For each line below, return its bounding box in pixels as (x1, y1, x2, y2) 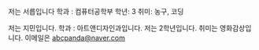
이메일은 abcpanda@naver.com (24, 34, 126, 42)
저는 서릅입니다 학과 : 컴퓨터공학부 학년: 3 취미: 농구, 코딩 (8, 7, 184, 16)
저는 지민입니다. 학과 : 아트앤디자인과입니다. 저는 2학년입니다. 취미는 (8, 23, 218, 33)
